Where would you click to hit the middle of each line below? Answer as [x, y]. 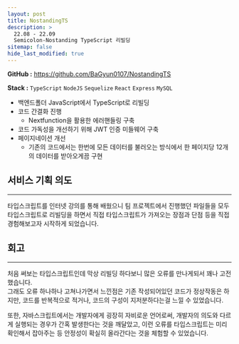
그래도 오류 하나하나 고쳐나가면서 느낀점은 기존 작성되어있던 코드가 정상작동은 [115, 291]
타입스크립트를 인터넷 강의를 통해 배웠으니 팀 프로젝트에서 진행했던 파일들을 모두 [118, 205]
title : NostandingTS [38, 21]
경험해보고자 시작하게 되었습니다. [53, 223]
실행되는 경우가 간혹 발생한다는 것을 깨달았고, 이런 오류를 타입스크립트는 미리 [121, 324]
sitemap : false [30, 47]
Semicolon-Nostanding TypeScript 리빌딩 [72, 41]
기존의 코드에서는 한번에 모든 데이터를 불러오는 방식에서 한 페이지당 [121, 147]
